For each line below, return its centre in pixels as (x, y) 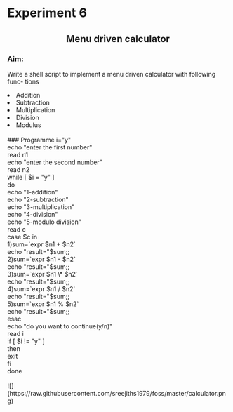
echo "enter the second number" (55, 162)
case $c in (22, 237)
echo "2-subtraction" (38, 199)
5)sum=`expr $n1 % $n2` (43, 304)
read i (16, 333)
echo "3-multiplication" (41, 207)
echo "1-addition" (33, 192)
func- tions (24, 81)
